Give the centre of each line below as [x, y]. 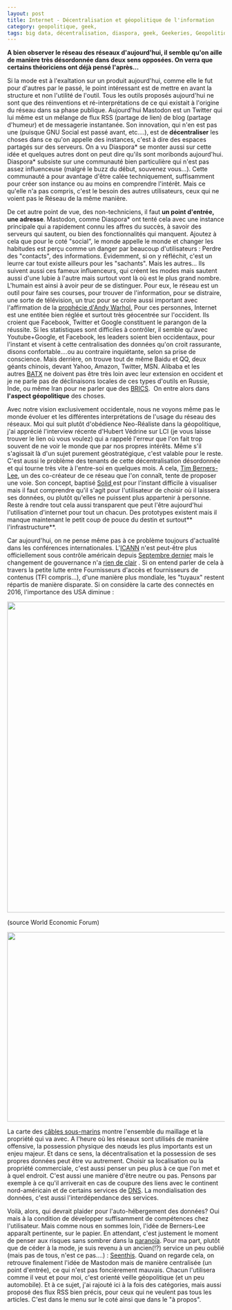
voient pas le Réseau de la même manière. [67, 199]
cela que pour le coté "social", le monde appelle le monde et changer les [110, 241]
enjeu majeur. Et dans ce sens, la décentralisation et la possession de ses [112, 1153]
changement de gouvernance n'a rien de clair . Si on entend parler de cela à [116, 563]
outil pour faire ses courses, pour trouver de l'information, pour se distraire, [115, 293]
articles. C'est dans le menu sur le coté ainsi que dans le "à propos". [104, 1300]
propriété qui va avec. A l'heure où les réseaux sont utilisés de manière [108, 1139]
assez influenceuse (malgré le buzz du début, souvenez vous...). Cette [108, 169]
